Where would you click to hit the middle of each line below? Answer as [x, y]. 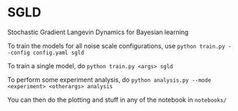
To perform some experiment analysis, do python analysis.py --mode [109, 80]
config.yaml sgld [58, 53]
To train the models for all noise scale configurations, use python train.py [117, 46]
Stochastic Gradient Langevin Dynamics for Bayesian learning [98, 32]
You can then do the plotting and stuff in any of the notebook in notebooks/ [117, 100]
